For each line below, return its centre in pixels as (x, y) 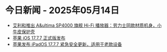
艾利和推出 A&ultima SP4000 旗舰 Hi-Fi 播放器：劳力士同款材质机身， (85, 25)
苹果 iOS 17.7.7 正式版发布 (39, 38)
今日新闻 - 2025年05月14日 (62, 10)
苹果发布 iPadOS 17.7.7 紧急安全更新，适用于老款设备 (67, 44)
